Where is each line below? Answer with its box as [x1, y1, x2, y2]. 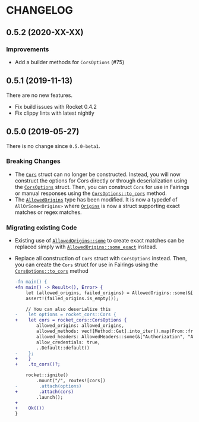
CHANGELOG [6, 4, 73, 17]
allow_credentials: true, [36, 339, 100, 345]
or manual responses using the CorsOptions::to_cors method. [14, 190, 168, 197]
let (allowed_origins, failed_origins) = [26, 289, 129, 296]
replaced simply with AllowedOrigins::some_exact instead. [14, 243, 157, 250]
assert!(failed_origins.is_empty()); [26, 295, 119, 301]
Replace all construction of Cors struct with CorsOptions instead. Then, [14, 255, 187, 262]
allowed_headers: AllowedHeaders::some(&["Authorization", [36, 333, 185, 339]
